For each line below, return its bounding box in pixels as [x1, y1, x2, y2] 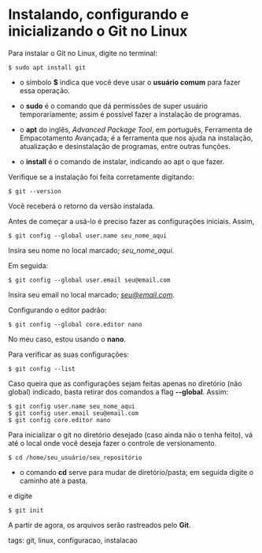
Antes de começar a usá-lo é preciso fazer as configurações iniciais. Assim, [8, 216, 255, 226]
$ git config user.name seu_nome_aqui [8, 402, 135, 410]
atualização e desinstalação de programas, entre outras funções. [19, 141, 231, 151]
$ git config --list [8, 364, 76, 372]
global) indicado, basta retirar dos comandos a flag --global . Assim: [8, 387, 229, 396]
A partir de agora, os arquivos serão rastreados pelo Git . [8, 520, 191, 529]
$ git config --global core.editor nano [8, 320, 143, 328]
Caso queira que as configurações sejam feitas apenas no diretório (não [8, 379, 242, 388]
